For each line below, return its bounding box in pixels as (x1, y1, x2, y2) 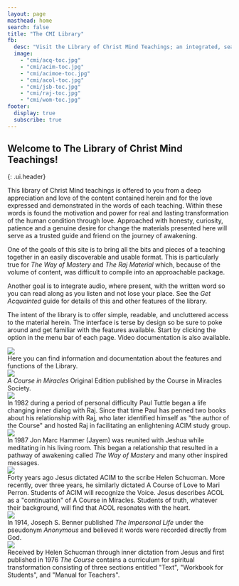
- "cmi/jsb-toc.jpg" (20, 83, 81, 90)
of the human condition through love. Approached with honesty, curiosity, (7, 216, 223, 225)
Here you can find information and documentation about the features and (7, 354, 222, 363)
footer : (7, 103, 31, 110)
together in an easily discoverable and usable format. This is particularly (7, 253, 219, 262)
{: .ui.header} (7, 172, 46, 181)
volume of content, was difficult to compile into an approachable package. (7, 268, 225, 277)
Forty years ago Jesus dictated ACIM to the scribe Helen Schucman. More (7, 474, 225, 482)
